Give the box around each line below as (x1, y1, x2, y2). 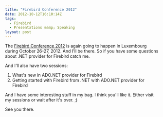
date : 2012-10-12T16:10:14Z (5, 12, 62, 17)
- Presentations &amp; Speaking (9, 25, 75, 30)
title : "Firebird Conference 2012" (5, 7, 77, 12)
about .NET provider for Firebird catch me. (5, 53, 90, 59)
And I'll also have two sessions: (5, 63, 68, 68)
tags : (5, 16, 16, 21)
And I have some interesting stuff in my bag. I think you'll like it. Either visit (5, 92, 154, 98)
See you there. (5, 106, 35, 112)
